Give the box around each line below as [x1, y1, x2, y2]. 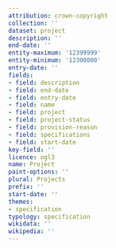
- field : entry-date [8, 94, 77, 102]
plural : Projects [8, 175, 66, 184]
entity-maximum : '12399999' [8, 49, 102, 57]
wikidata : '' [8, 220, 52, 228]
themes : [8, 198, 34, 206]
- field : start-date [8, 138, 77, 146]
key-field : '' [8, 146, 56, 154]
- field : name [8, 101, 56, 109]
